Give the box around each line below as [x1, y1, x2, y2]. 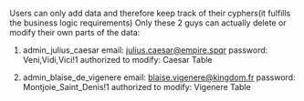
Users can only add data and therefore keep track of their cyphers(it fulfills [9, 8, 291, 18]
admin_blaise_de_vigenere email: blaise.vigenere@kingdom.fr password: [22, 72, 296, 83]
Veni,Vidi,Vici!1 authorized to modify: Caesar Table [22, 55, 213, 65]
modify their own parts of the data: [9, 27, 141, 37]
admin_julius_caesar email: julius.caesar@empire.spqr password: [22, 45, 268, 56]
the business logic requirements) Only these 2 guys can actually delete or [9, 17, 287, 28]
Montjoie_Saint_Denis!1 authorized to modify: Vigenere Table [22, 82, 251, 92]
